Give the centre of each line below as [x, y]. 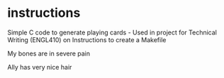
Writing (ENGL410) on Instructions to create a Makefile [87, 39]
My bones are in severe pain [49, 53]
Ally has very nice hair [40, 67]
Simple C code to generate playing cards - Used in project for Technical [112, 32]
